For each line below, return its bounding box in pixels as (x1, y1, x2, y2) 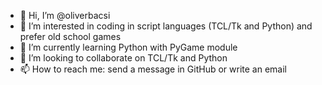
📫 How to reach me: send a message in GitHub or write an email (19, 63, 287, 75)
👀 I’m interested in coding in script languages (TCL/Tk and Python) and (19, 20, 313, 32)
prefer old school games (19, 31, 122, 42)
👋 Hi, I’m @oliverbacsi (19, 10, 111, 21)
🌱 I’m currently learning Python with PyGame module (19, 41, 238, 53)
